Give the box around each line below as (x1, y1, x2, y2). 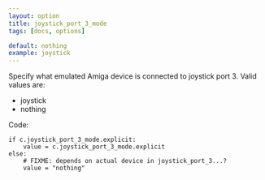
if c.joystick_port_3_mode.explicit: (8, 135, 137, 144)
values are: (8, 80, 46, 90)
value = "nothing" (23, 164, 85, 173)
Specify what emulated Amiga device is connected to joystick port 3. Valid (8, 71, 258, 81)
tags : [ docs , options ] (8, 27, 85, 35)
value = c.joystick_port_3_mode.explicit (23, 143, 165, 151)
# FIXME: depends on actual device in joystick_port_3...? (23, 157, 228, 165)
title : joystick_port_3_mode (8, 19, 107, 28)
